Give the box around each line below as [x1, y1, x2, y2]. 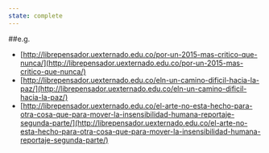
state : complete [8, 11, 63, 20]
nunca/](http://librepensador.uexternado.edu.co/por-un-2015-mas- [19, 58, 244, 68]
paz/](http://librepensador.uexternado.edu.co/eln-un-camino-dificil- [19, 84, 247, 93]
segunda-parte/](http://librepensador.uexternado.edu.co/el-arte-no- [19, 118, 248, 127]
